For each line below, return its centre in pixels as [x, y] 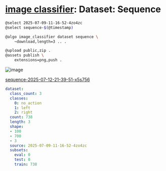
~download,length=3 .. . [40, 42]
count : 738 [21, 117]
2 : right [24, 113]
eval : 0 [22, 155]
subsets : [19, 150]
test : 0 [22, 160]
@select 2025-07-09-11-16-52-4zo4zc [44, 23]
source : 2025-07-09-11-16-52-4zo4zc [48, 146]
